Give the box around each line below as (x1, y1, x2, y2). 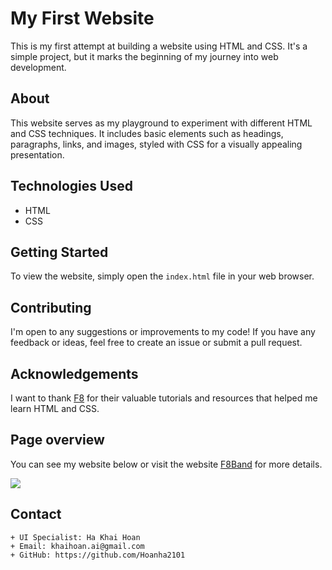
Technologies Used (10, 178, 133, 195)
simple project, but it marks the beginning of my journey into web (10, 50, 279, 62)
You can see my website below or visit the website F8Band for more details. (10, 458, 323, 470)
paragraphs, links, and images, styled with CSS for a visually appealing (10, 138, 303, 150)
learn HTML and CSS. (10, 403, 100, 414)
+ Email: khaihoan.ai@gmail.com (10, 541, 145, 551)
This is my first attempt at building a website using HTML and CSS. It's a (10, 40, 308, 52)
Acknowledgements (10, 365, 139, 382)
